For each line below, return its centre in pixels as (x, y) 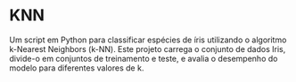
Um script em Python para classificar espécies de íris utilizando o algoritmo (148, 40)
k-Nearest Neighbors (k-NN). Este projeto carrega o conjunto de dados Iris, (148, 48)
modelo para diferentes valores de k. (77, 68)
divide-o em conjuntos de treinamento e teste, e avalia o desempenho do (144, 58)
